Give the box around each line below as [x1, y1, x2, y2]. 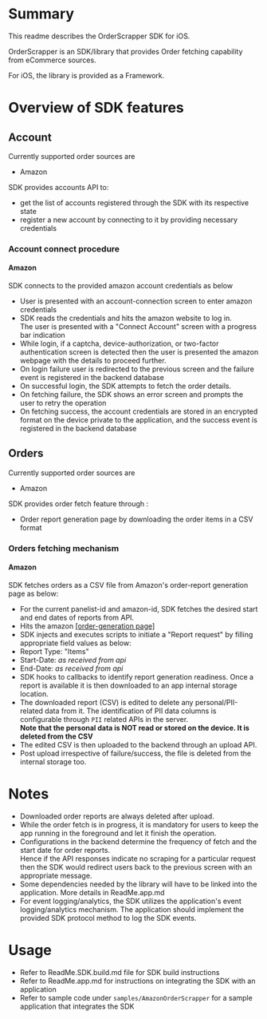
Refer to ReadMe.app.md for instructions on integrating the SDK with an [19, 976, 256, 985]
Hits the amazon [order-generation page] [19, 621, 155, 631]
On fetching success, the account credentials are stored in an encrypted [19, 406, 258, 416]
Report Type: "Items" [19, 647, 89, 656]
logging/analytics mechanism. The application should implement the [19, 904, 245, 914]
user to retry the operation [19, 398, 107, 408]
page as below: [8, 589, 59, 598]
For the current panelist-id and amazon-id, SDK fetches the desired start [19, 605, 258, 613]
